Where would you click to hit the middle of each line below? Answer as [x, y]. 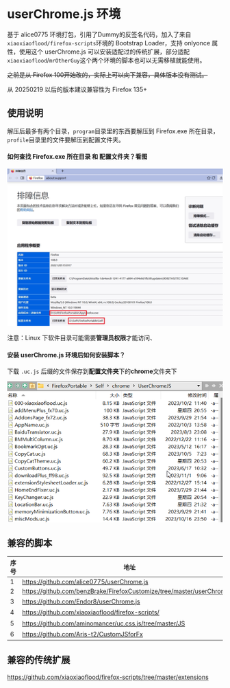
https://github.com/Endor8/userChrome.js [81, 601]
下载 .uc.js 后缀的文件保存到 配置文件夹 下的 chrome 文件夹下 [92, 371]
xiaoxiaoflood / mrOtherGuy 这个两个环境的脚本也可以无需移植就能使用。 [106, 60]
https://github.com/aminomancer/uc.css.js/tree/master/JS [104, 623]
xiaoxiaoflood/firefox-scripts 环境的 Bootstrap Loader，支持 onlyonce [109, 43]
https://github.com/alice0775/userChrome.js [85, 582]
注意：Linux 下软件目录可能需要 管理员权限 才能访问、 [81, 338]
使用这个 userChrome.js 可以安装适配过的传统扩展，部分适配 [104, 52]
